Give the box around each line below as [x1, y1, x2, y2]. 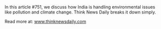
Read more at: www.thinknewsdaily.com [4, 19, 86, 24]
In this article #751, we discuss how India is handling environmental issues [4, 4, 156, 10]
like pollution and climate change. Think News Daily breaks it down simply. [4, 9, 156, 15]
